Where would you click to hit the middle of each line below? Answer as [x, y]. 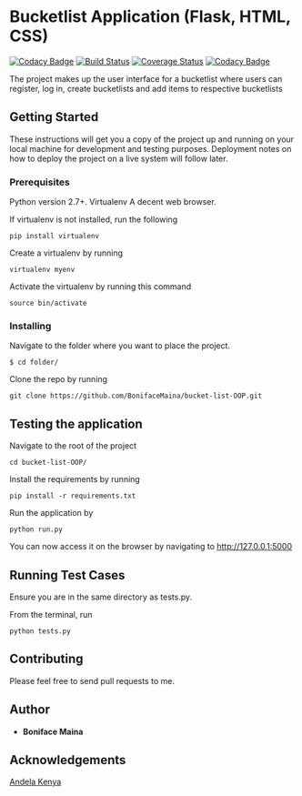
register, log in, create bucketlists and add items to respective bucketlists [146, 88]
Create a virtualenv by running [66, 253]
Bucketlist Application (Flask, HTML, [150, 17]
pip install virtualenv [55, 237]
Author [30, 710]
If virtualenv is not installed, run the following [94, 219]
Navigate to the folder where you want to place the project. [120, 346]
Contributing [46, 659]
